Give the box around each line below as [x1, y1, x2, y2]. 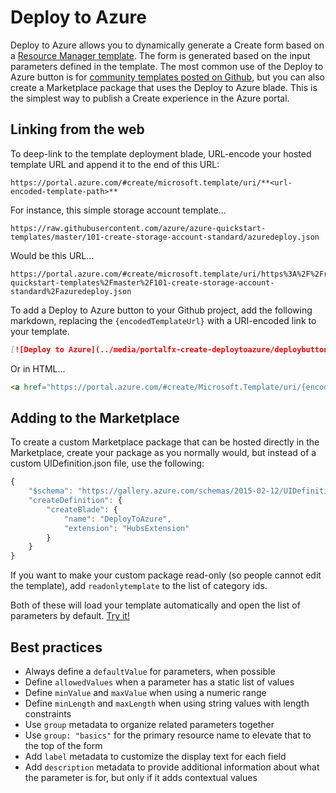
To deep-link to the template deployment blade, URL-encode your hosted [10, 147, 312, 160]
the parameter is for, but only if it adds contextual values [24, 772, 258, 783]
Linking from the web [10, 121, 145, 138]
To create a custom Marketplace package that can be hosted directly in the [10, 436, 320, 448]
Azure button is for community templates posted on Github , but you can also [10, 71, 325, 83]
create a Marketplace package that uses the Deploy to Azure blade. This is [10, 81, 318, 93]
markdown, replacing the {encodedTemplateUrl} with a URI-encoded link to [10, 314, 317, 326]
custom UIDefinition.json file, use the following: [10, 457, 205, 470]
